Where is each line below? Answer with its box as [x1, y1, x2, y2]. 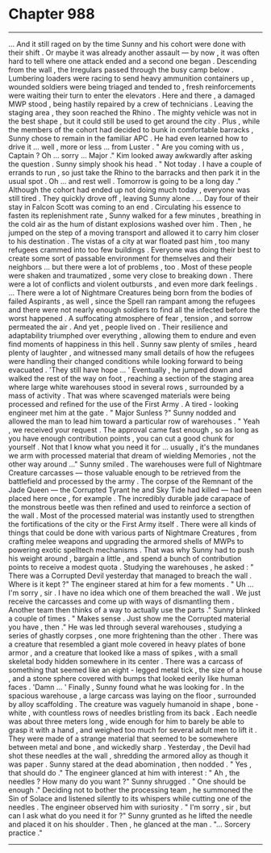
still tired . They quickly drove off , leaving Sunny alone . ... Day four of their [8, 193, 259, 203]
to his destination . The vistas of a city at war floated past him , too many [8, 236, 250, 246]
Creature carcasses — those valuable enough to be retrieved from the [8, 467, 241, 477]
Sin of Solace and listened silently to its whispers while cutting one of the [8, 793, 252, 803]
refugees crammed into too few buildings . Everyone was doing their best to [8, 245, 261, 254]
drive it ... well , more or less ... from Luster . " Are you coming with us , [8, 142, 244, 152]
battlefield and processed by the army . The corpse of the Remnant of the [8, 476, 253, 486]
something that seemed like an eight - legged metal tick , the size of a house [8, 665, 263, 675]
